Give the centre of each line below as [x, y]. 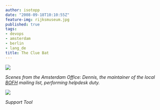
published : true [22, 24]
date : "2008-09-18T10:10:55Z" [38, 15]
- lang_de [16, 48]
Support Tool [19, 102]
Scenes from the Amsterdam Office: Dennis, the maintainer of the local [80, 77]
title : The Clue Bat [27, 53]
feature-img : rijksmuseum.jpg [38, 19]
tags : [11, 29]
